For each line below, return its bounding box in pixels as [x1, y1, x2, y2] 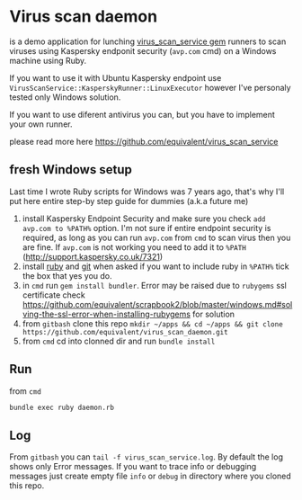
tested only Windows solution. [9, 92, 121, 103]
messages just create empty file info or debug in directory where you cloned [9, 470, 292, 482]
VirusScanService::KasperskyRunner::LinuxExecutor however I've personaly [9, 82, 291, 93]
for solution [192, 308, 235, 319]
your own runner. [9, 119, 73, 129]
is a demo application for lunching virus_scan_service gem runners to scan [9, 36, 287, 47]
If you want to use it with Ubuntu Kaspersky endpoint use [9, 72, 222, 83]
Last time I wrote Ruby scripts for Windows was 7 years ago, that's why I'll [9, 186, 285, 197]
